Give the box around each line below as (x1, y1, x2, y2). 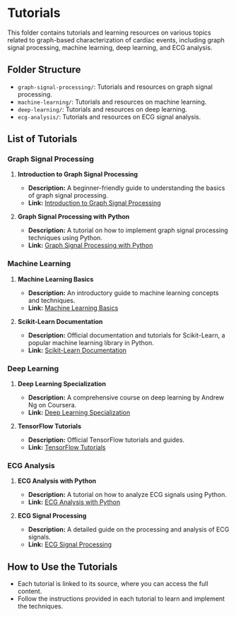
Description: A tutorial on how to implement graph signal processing (28, 226, 228, 234)
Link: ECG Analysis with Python (28, 498, 121, 506)
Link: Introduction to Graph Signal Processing (28, 199, 161, 208)
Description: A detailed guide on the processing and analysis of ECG (28, 525, 230, 534)
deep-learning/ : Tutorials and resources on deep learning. (17, 104, 187, 114)
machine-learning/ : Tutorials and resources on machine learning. (17, 97, 207, 106)
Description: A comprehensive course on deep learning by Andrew (28, 393, 225, 402)
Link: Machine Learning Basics (28, 304, 119, 312)
